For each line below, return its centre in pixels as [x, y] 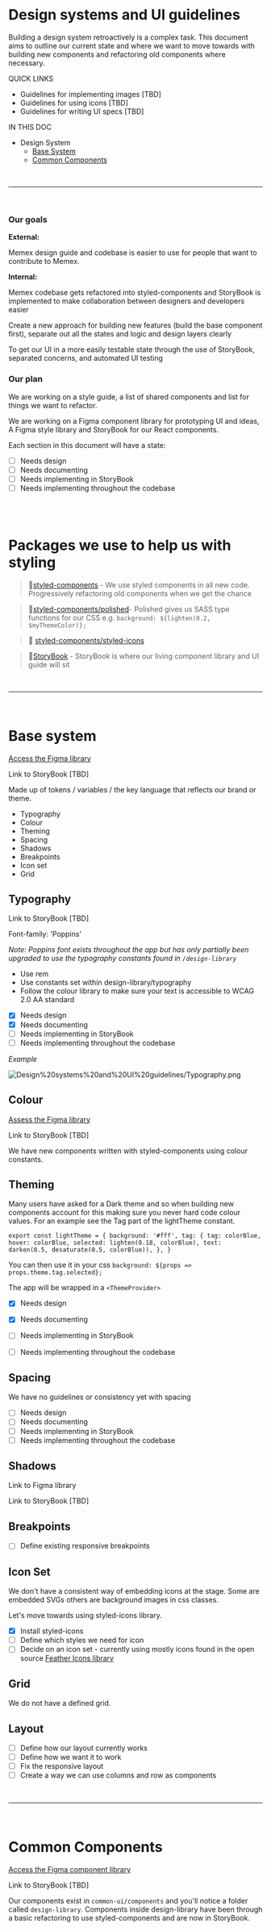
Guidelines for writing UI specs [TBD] [82, 111]
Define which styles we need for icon [82, 1641]
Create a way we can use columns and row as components [118, 1775]
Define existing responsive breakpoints [85, 1546]
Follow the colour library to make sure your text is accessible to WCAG [137, 991]
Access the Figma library [50, 758]
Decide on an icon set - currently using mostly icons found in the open [137, 1649]
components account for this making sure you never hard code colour [124, 1213]
